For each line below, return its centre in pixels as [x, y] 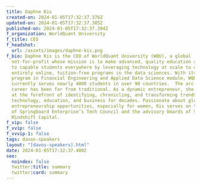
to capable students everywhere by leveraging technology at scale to [101, 67]
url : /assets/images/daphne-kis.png [57, 51]
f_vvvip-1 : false [28, 134]
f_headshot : [21, 45]
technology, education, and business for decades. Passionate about [99, 100]
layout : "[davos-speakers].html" [48, 145]
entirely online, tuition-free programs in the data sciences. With [99, 73]
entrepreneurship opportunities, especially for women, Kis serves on [101, 106]
